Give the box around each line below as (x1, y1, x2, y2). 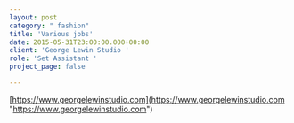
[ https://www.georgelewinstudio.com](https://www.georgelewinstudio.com (9, 94, 285, 104)
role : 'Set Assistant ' (9, 54, 98, 63)
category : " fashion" (9, 21, 90, 30)
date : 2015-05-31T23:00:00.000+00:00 (9, 37, 150, 47)
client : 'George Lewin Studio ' (9, 46, 129, 55)
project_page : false (9, 63, 86, 72)
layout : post (9, 12, 58, 22)
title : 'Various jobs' (9, 29, 94, 38)
